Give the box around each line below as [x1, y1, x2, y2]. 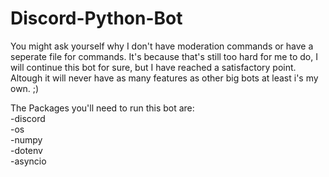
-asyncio [10, 155, 47, 167]
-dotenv [10, 144, 43, 156]
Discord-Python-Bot [10, 7, 183, 30]
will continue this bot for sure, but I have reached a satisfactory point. [10, 61, 297, 73]
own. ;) [10, 82, 40, 94]
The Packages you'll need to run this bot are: [10, 102, 195, 114]
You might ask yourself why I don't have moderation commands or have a [10, 40, 314, 52]
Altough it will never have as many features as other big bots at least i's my [10, 72, 319, 84]
